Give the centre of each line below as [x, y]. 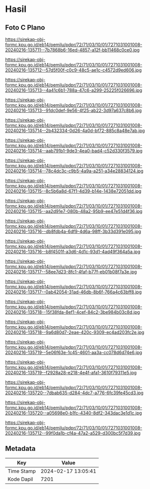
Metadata [20, 449]
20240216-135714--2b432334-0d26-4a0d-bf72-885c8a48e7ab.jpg [75, 131]
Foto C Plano [25, 28]
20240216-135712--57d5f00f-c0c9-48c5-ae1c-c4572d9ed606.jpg [74, 70]
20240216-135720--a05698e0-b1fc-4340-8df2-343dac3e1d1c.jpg [74, 413]
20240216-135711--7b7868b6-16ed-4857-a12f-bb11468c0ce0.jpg [73, 50]
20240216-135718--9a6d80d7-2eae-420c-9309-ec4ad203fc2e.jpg [75, 332]
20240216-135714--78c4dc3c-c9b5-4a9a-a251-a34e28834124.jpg [74, 171]
